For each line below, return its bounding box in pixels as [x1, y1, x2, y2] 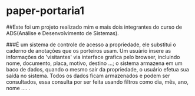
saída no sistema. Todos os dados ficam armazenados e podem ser [6, 72, 170, 79]
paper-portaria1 [6, 4, 84, 18]
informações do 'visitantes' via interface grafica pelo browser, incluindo [6, 53, 180, 60]
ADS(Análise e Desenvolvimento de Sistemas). [6, 29, 119, 36]
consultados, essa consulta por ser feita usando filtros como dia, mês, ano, [6, 78, 189, 85]
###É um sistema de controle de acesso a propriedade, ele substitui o [6, 41, 177, 48]
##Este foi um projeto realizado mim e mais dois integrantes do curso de [6, 23, 183, 30]
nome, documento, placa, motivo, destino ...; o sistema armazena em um [6, 60, 183, 67]
